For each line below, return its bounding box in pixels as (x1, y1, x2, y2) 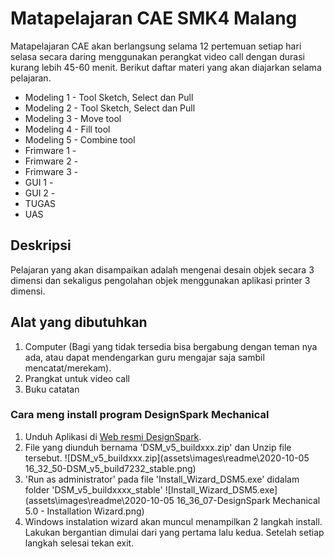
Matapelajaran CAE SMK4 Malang (10, 7, 298, 30)
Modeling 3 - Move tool (24, 112, 122, 124)
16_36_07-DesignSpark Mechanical (176, 494, 321, 506)
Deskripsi (10, 237, 72, 254)
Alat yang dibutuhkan (10, 314, 148, 331)
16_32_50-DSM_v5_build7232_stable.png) (24, 462, 197, 474)
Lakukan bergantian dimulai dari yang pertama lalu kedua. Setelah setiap (24, 526, 325, 538)
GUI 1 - (24, 176, 54, 188)
